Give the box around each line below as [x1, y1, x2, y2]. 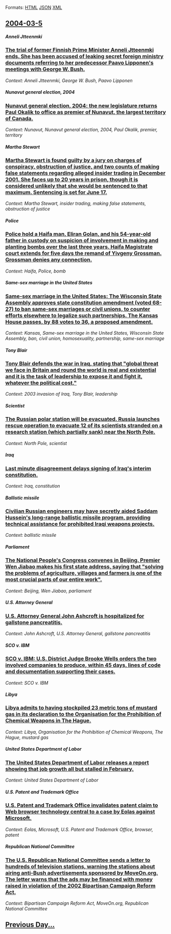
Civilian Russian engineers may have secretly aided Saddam [5, 508, 158, 515]
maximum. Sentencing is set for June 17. [5, 189, 107, 196]
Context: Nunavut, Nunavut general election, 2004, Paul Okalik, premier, [5, 127, 158, 133]
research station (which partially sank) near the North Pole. [5, 429, 156, 436]
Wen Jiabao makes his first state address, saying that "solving [5, 563, 164, 570]
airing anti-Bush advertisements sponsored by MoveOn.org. [5, 869, 158, 877]
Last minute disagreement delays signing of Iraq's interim [5, 464, 152, 472]
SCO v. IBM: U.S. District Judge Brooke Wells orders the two [5, 655, 157, 663]
